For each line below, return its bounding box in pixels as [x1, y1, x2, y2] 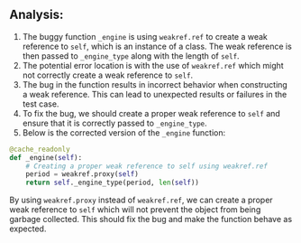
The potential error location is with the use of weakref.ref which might [22, 60, 284, 70]
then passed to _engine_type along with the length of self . [22, 50, 241, 61]
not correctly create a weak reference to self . [22, 70, 194, 80]
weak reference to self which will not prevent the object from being [9, 204, 261, 215]
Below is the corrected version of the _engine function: [22, 126, 226, 138]
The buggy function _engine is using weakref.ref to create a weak [22, 31, 269, 42]
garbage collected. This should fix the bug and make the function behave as [9, 214, 293, 225]
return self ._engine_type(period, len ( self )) [25, 178, 200, 188]
